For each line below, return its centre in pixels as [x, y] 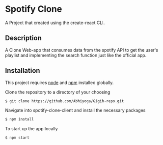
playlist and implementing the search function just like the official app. [76, 55]
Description [23, 38]
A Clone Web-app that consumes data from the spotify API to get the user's [82, 50]
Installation [23, 71]
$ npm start [17, 138]
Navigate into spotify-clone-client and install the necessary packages [75, 110]
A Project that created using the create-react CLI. [55, 23]
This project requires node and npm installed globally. [59, 83]
